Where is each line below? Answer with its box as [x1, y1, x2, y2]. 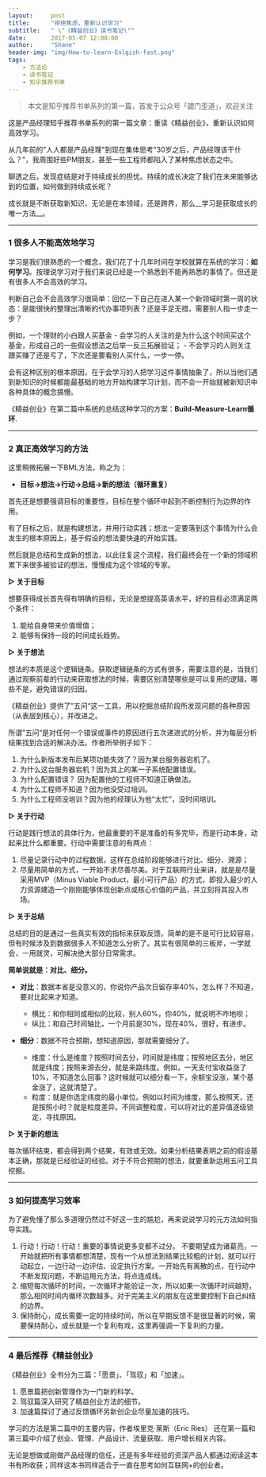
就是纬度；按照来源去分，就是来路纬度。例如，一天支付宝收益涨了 [31, 1062, 247, 1073]
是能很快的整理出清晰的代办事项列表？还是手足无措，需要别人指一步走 [21, 304, 251, 313]
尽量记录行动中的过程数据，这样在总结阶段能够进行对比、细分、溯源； [19, 855, 249, 864]
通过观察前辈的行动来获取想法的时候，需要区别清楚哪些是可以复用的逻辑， [8, 675, 251, 684]
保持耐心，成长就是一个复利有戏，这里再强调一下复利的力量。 [26, 1320, 228, 1331]
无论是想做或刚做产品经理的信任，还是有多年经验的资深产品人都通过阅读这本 [8, 1450, 258, 1460]
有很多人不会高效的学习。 [8, 276, 92, 286]
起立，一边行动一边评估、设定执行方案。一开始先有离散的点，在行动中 [26, 1261, 256, 1271]
